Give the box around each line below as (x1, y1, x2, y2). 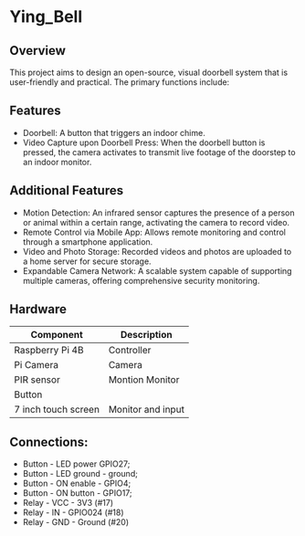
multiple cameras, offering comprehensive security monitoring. (22, 275, 260, 286)
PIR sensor (14, 373, 61, 386)
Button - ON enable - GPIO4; (22, 478, 131, 489)
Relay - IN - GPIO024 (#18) (22, 507, 125, 518)
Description (120, 329, 173, 342)
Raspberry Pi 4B (14, 344, 84, 357)
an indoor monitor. (22, 156, 92, 167)
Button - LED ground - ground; (22, 468, 139, 479)
